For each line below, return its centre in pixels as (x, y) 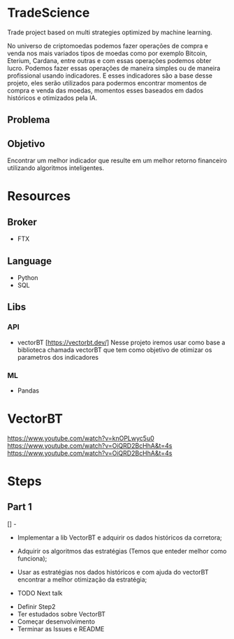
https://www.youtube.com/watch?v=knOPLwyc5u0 (81, 438)
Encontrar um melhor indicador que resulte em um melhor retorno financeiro (117, 161)
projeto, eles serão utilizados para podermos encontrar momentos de (107, 83)
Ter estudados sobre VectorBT (61, 614)
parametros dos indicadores (58, 357)
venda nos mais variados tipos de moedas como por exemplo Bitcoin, (107, 53)
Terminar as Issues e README (61, 629)
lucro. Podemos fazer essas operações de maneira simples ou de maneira (114, 68)
